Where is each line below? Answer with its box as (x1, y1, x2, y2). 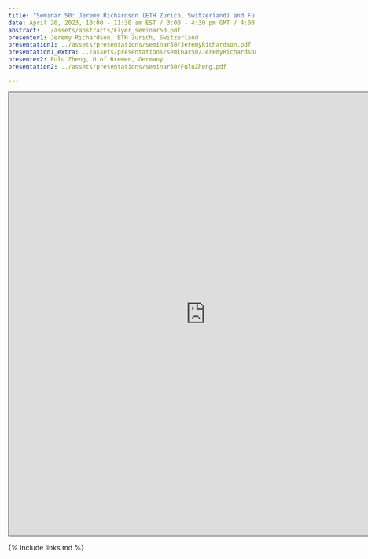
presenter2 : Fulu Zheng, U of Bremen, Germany (8, 56, 164, 64)
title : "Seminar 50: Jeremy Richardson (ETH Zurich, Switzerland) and (8, 11, 245, 20)
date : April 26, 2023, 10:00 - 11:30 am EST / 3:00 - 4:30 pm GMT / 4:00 (8, 19, 256, 27)
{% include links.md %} (8, 542, 85, 552)
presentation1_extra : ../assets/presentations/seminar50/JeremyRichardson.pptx (8, 48, 277, 56)
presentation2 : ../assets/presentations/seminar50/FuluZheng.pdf (8, 63, 226, 71)
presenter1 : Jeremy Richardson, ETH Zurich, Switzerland (8, 33, 199, 42)
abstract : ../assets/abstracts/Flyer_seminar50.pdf (8, 26, 181, 34)
